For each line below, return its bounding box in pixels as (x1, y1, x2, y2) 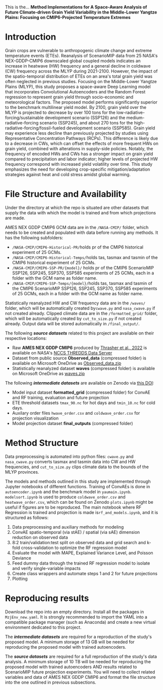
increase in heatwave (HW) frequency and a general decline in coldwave (5, 63, 151, 69)
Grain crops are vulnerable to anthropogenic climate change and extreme (5, 47, 152, 53)
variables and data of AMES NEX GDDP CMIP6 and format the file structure (5, 674, 156, 680)
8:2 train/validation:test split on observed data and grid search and (12, 539, 146, 545)
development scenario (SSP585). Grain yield (66, 125, 155, 131)
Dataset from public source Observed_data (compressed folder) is (12, 355, 146, 361)
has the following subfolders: (5, 234, 63, 240)
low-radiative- (116, 109, 145, 115)
